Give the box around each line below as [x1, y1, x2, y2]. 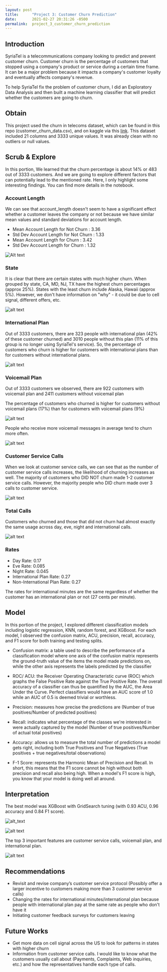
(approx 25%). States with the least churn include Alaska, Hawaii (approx [5, 286, 156, 293]
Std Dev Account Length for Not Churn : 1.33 [12, 231, 105, 238]
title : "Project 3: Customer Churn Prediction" [5, 12, 117, 17]
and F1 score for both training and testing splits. [5, 637, 103, 643]
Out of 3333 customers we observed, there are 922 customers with [5, 385, 144, 391]
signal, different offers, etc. [5, 297, 61, 303]
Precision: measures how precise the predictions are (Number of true [12, 704, 155, 710]
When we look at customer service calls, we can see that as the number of [5, 464, 159, 470]
